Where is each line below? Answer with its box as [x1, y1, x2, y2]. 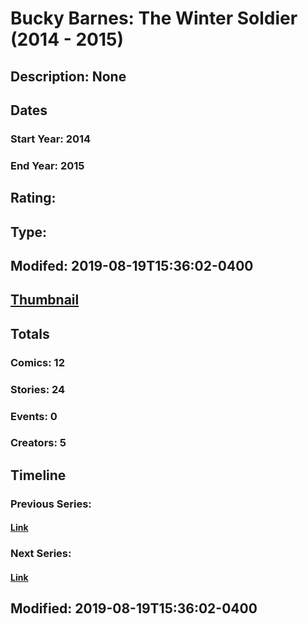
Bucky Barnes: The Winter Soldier [10, 7, 298, 30]
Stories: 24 [10, 382, 66, 396]
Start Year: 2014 [10, 132, 92, 146]
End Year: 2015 [10, 158, 85, 172]
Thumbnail [10, 292, 80, 309]
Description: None [10, 68, 127, 85]
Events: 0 [10, 409, 58, 423]
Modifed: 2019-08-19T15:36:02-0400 [10, 257, 254, 274]
